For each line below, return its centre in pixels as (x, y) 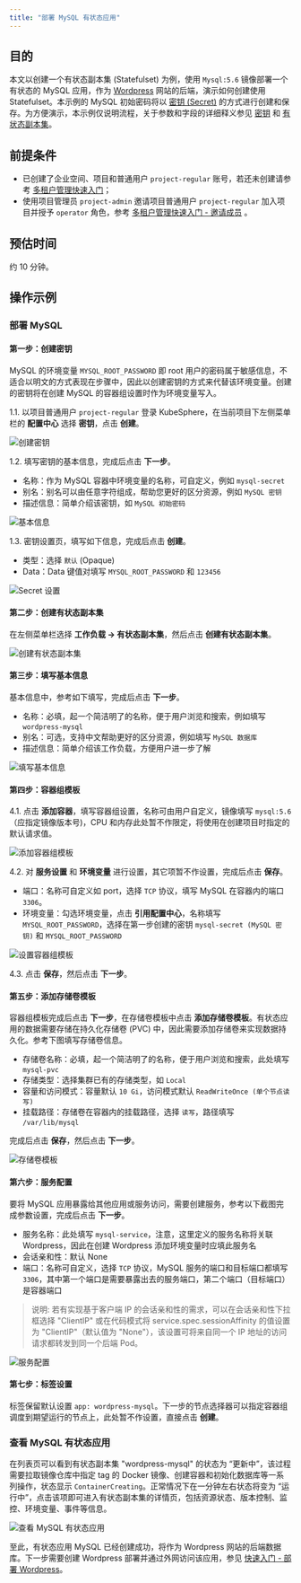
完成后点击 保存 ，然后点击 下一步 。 (74, 1140)
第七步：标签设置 (41, 1385)
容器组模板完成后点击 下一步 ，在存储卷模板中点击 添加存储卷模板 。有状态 (145, 1018)
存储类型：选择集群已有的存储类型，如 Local (104, 1080)
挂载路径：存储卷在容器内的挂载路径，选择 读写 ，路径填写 (128, 1112)
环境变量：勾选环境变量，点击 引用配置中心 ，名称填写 (121, 913)
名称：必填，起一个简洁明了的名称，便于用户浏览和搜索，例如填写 (144, 716)
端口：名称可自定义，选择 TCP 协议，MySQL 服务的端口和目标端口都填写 (155, 1268)
